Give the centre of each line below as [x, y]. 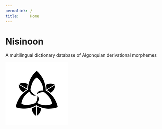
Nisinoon [24, 41]
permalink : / [19, 11]
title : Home [22, 16]
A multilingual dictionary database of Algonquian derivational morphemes [81, 55]
